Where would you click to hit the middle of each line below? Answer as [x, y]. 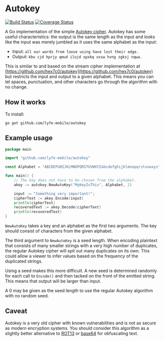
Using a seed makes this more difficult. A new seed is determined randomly [81, 271]
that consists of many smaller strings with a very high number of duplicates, [81, 246]
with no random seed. [27, 296]
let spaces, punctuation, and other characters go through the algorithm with [81, 82]
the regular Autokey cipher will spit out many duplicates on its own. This [77, 251]
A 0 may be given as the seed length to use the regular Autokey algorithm [79, 291]
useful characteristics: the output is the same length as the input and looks [80, 37]
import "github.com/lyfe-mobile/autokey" [48, 158]
